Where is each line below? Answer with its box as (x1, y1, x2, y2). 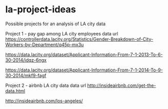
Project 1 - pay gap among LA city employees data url (5, 30, 119, 37)
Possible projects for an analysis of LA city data (5, 21, 106, 27)
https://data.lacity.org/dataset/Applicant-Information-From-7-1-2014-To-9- (5, 67, 163, 73)
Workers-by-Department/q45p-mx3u (5, 41, 84, 47)
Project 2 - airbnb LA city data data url (5, 82, 86, 88)
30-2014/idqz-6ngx (5, 57, 47, 63)
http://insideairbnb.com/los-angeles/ (5, 98, 83, 104)
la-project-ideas (5, 4, 76, 15)
